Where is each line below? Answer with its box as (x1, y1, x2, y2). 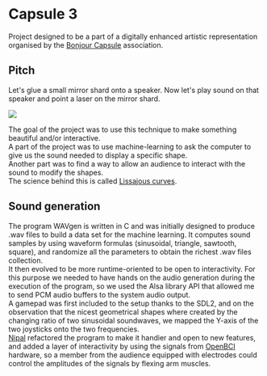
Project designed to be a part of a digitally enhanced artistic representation (8, 32, 258, 41)
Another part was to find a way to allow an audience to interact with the (8, 158, 246, 168)
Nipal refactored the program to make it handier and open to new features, (8, 332, 257, 342)
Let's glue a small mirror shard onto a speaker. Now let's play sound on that (8, 85, 260, 95)
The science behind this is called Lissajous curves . (8, 175, 177, 186)
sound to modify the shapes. (8, 167, 103, 177)
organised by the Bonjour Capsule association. (8, 40, 164, 49)
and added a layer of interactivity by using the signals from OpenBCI (8, 341, 236, 351)
